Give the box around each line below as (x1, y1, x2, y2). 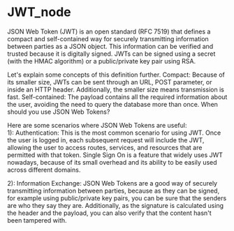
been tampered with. (7, 216, 68, 224)
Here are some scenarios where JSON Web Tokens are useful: (7, 121, 187, 129)
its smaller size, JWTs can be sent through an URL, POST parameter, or (7, 77, 212, 86)
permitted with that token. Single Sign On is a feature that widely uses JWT (7, 151, 224, 159)
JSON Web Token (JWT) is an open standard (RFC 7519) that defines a (7, 27, 211, 36)
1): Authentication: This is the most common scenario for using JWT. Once (7, 128, 221, 137)
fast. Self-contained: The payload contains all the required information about (7, 92, 228, 101)
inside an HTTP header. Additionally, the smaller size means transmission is (7, 85, 225, 94)
